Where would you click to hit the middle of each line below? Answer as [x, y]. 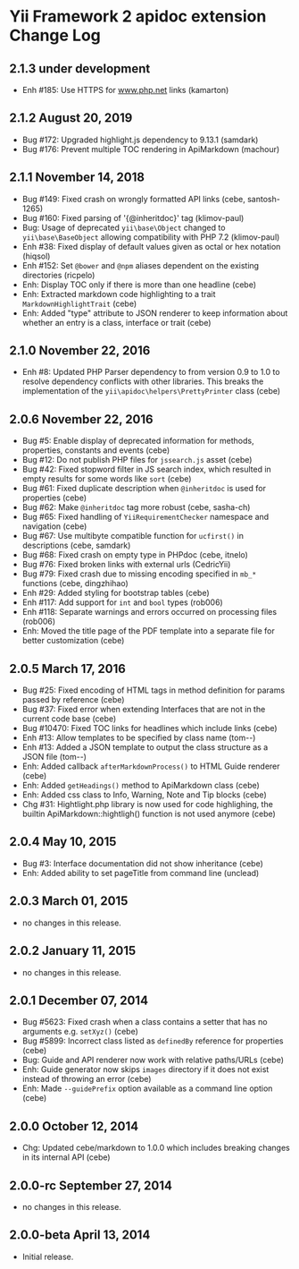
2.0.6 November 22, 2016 [81, 419]
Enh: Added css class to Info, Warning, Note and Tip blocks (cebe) [144, 795]
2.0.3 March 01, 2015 [69, 901]
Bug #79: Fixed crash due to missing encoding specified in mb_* [139, 574]
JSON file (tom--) [54, 757]
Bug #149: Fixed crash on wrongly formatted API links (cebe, [133, 199]
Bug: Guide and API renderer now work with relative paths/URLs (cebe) [153, 1060]
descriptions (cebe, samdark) [76, 545]
